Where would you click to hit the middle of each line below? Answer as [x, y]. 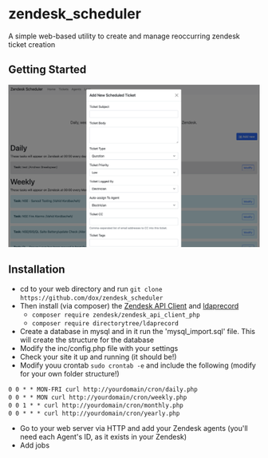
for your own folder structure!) [69, 373]
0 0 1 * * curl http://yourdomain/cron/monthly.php [96, 405]
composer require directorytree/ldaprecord [105, 323]
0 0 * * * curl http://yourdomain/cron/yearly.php [94, 413]
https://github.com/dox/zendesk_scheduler [91, 298]
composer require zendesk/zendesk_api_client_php [116, 315]
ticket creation [32, 44]
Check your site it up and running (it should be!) [98, 356]
